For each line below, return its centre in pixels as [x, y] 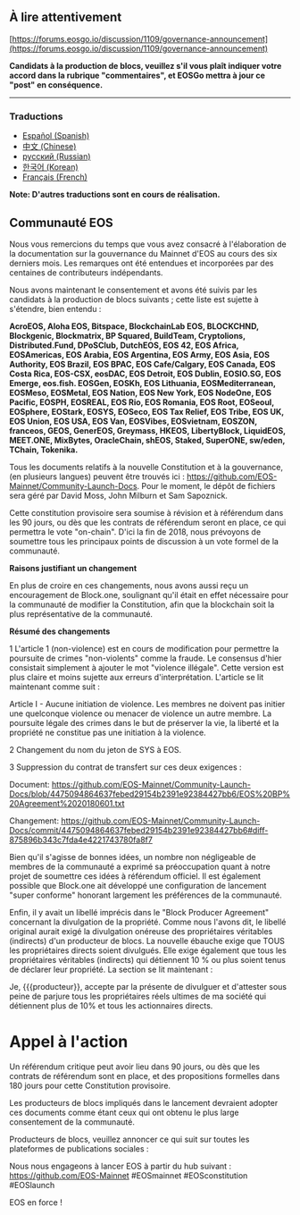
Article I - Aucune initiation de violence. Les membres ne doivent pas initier [147, 704]
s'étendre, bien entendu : [55, 308]
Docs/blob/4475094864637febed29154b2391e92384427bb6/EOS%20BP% [150, 794]
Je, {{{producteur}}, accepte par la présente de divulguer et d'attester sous [148, 986]
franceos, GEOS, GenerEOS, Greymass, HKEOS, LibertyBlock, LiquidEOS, [147, 430]
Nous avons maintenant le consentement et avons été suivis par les [133, 290]
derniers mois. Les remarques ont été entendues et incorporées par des [142, 263]
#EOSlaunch [32, 1185]
